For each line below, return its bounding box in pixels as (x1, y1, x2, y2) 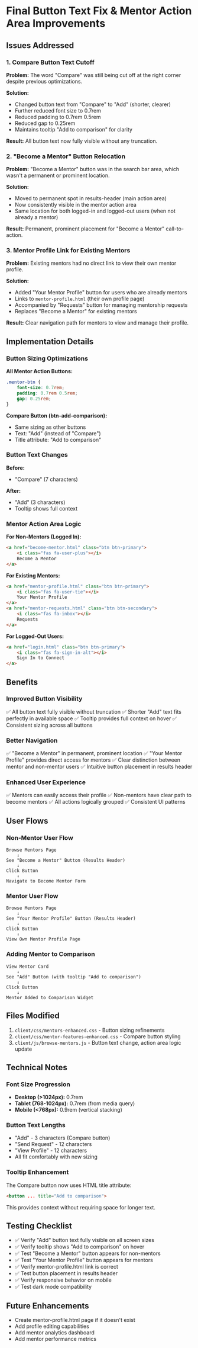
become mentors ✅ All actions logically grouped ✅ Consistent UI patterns (6, 798, 186, 805)
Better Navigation (6, 736, 58, 744)
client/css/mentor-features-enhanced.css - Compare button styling (14, 1032, 181, 1040)
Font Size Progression (6, 1080, 71, 1088)
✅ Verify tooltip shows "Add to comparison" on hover (14, 1243, 145, 1250)
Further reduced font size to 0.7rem (14, 107, 102, 114)
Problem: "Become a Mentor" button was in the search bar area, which (6, 166, 180, 173)
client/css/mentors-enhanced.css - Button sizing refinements (14, 1026, 165, 1034)
